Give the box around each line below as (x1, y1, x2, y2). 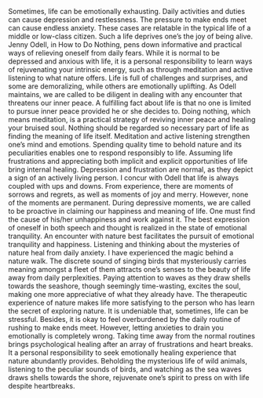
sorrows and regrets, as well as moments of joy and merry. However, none (8, 190, 249, 199)
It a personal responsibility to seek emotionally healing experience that (8, 348, 237, 357)
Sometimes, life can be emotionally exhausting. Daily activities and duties (8, 7, 246, 16)
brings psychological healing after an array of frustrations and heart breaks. (8, 340, 254, 349)
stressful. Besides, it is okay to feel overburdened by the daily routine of (8, 315, 241, 324)
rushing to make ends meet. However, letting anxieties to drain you (8, 323, 225, 332)
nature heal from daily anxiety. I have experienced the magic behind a (8, 248, 234, 257)
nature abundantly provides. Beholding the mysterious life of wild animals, (8, 356, 247, 365)
